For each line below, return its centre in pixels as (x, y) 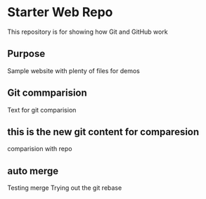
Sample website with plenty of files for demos (74, 70)
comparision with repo (40, 149)
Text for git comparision (42, 110)
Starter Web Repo (60, 12)
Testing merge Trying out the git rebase (65, 188)
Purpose (26, 54)
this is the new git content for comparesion (103, 132)
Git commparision (47, 93)
